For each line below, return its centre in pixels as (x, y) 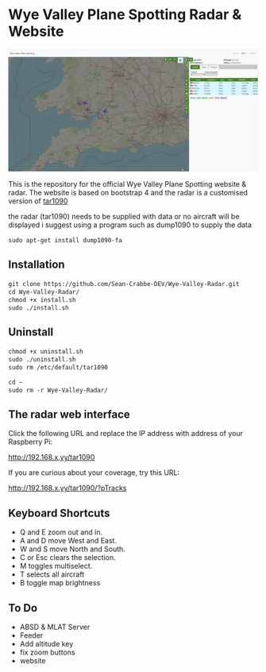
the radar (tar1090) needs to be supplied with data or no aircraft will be (124, 217)
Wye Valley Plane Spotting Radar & (125, 15)
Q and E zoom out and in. (61, 532)
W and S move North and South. (72, 549)
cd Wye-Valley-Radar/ (44, 292)
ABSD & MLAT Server (55, 627)
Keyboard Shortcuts (59, 513)
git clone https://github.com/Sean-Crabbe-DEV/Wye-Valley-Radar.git (124, 284)
